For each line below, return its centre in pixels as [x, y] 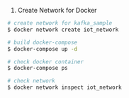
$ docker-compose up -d [43, 49]
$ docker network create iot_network [63, 30]
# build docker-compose [43, 42]
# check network [31, 81]
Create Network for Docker [57, 10]
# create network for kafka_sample [60, 23]
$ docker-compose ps [38, 68]
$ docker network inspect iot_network [64, 87]
